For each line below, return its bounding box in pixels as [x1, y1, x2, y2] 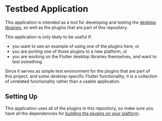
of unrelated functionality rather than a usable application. [5, 78, 121, 84]
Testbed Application [5, 3, 88, 15]
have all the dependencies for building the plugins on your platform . [5, 110, 140, 116]
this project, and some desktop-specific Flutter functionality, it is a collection [5, 73, 158, 79]
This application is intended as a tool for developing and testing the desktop [5, 19, 156, 25]
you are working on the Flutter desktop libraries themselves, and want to [12, 53, 157, 59]
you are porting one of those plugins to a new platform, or [12, 48, 127, 54]
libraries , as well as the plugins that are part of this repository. [5, 24, 128, 30]
